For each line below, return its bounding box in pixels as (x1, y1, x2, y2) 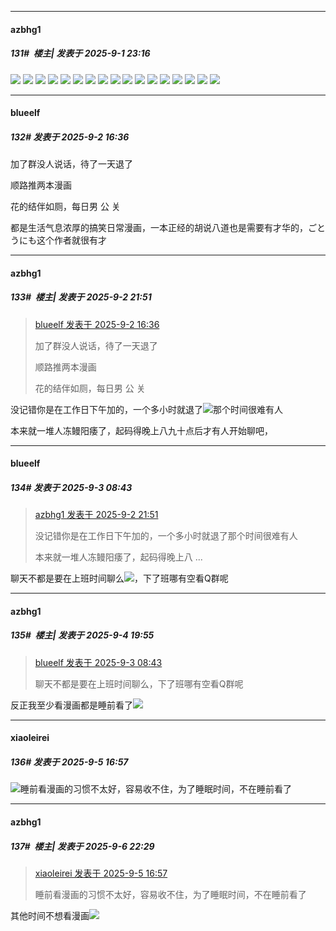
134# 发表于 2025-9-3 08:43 (10, 481, 133, 493)
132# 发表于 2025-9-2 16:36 (10, 131, 130, 143)
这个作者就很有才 (36, 234, 107, 246)
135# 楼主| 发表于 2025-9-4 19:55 (10, 629, 155, 641)
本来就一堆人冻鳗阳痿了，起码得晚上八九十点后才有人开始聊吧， (10, 424, 273, 436)
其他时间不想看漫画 (10, 909, 90, 921)
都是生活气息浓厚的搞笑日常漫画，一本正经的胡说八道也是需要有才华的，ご (10, 222, 317, 234)
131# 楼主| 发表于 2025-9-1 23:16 (10, 47, 151, 60)
